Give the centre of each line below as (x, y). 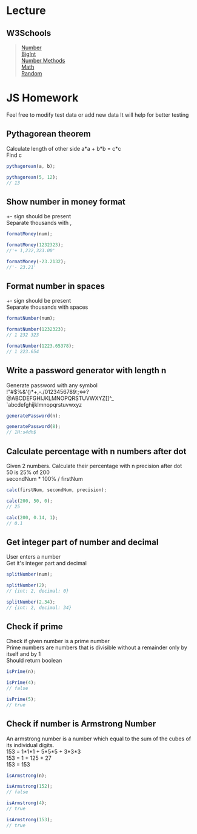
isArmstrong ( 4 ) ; (27, 803)
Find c (14, 155)
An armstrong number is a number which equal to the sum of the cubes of (99, 739)
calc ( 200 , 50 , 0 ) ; (29, 501)
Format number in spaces (55, 286)
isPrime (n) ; (21, 672)
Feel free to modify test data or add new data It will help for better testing (98, 115)
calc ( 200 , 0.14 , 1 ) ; (32, 517)
